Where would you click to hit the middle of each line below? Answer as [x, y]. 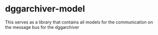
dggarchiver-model [45, 9]
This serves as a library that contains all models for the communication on [79, 22]
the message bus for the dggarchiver [42, 27]
